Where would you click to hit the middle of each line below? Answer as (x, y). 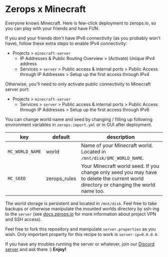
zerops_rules (61, 178)
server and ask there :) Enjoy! (36, 249)
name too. (93, 191)
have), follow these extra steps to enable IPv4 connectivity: (66, 43)
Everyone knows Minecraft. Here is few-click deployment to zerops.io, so (81, 23)
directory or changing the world (118, 184)
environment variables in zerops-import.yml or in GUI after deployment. (79, 124)
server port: (17, 89)
